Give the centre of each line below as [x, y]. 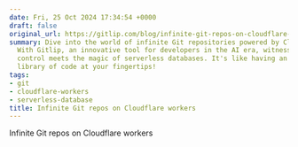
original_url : [35, 34]
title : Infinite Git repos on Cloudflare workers [103, 108]
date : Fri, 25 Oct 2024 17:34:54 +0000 [83, 17]
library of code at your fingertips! [87, 67]
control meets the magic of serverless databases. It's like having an [153, 58]
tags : [19, 75]
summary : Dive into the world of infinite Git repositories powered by [144, 42]
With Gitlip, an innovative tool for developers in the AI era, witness [154, 50]
